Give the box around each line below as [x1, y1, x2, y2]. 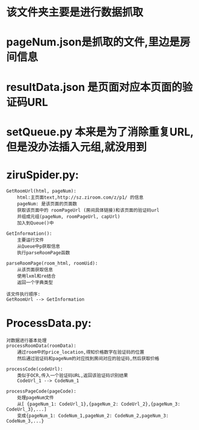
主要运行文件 [17, 237, 44, 243]
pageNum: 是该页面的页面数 [17, 201, 78, 207]
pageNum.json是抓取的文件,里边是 [6, 36, 180, 49]
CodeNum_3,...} [6, 418, 44, 424]
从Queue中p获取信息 [17, 243, 60, 249]
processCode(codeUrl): [6, 366, 63, 372]
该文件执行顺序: [6, 291, 41, 297]
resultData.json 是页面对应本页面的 [6, 80, 182, 94]
